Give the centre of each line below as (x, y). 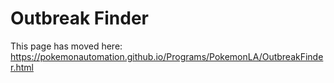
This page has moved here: (66, 46)
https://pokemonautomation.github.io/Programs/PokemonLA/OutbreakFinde (167, 56)
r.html (22, 67)
